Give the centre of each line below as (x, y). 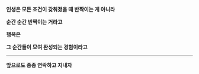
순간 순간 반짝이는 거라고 (34, 22)
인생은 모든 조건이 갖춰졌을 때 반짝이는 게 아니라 (61, 9)
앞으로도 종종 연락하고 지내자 (39, 65)
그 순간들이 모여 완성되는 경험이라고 (47, 47)
